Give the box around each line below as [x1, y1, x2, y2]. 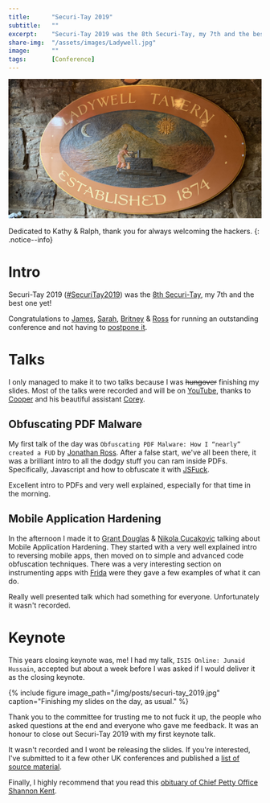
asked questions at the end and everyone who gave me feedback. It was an [8, 720, 259, 730]
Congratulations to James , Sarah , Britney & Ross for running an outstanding [8, 314, 259, 323]
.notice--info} [8, 235, 54, 245]
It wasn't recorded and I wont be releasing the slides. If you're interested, [8, 744, 251, 754]
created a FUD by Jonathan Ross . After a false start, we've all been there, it [8, 447, 257, 457]
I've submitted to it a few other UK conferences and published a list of [8, 753, 239, 763]
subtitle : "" [8, 21, 59, 30]
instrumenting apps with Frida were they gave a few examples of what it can [8, 567, 261, 577]
